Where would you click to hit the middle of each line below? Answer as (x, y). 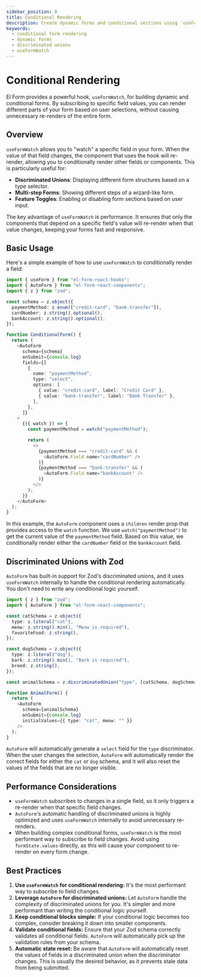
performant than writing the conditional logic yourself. (81, 910)
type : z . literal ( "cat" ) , (42, 622)
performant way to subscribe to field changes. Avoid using (87, 839)
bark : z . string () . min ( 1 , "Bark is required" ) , (71, 660)
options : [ (46, 385)
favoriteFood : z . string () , (45, 633)
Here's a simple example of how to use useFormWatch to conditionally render (99, 262)
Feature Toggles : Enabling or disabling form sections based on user (99, 199)
